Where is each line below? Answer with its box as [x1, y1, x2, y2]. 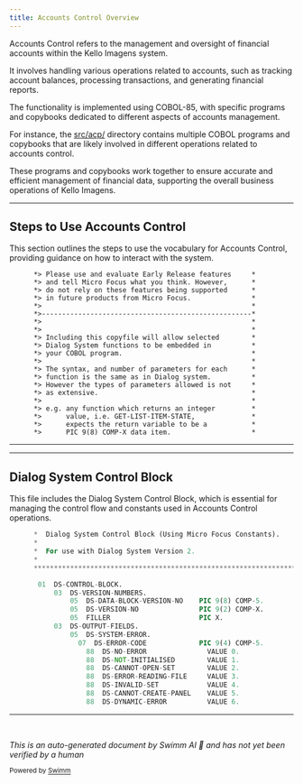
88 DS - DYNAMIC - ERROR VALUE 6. [86, 696, 241, 706]
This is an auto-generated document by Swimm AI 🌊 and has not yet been [9, 739, 286, 750]
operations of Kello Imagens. [9, 184, 116, 195]
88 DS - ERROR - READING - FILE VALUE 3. [86, 672, 241, 681]
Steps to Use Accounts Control [9, 219, 187, 235]
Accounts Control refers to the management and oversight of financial [9, 38, 270, 49]
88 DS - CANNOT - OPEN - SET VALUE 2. [86, 664, 241, 673]
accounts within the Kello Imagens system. [9, 47, 169, 59]
